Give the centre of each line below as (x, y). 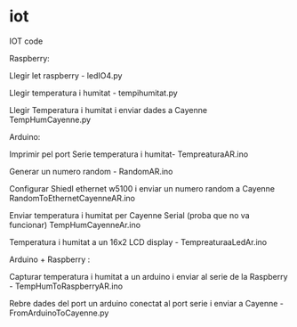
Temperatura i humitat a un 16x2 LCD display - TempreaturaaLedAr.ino (138, 241)
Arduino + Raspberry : (50, 259)
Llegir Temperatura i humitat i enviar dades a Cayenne (108, 110)
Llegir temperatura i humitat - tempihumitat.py (93, 93)
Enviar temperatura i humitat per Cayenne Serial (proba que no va (130, 215)
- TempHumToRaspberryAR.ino (66, 286)
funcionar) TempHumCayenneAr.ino (75, 225)
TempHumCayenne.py (50, 119)
